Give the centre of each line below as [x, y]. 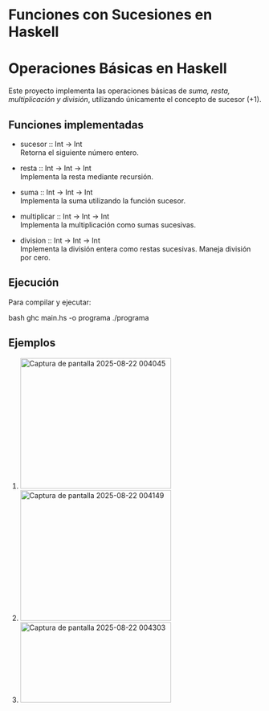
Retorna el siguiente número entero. [79, 152]
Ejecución [34, 283]
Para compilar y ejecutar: [50, 302]
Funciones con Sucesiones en [110, 15]
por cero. [35, 257]
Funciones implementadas [76, 125]
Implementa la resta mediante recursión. [87, 176]
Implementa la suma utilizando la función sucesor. [103, 200]
